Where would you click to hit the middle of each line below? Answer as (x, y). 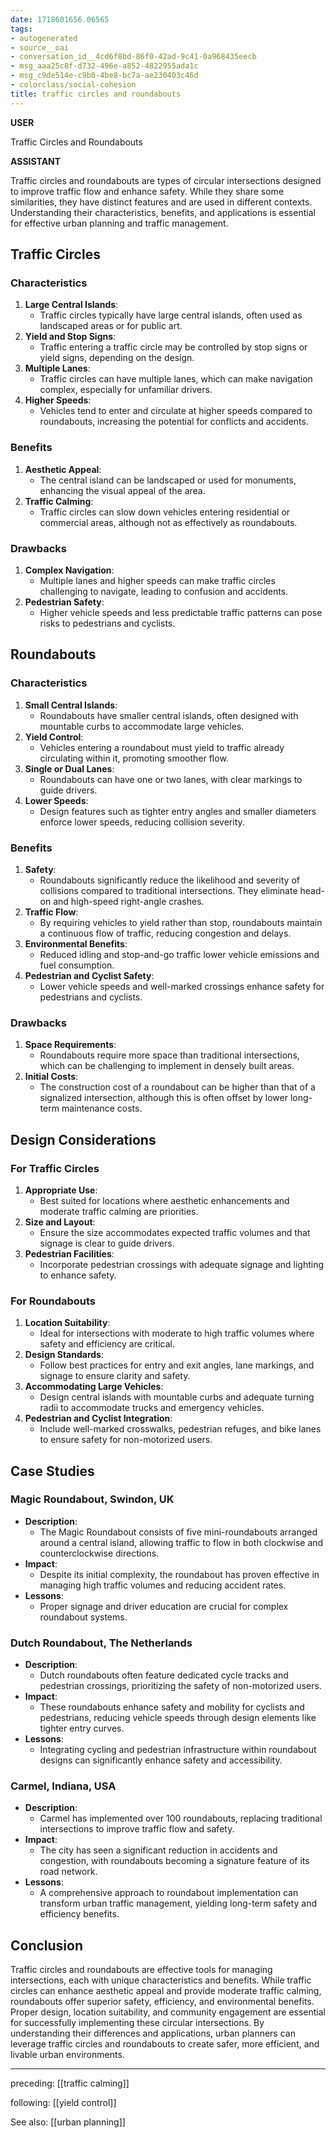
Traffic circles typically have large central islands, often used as (171, 315)
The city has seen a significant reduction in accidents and (158, 1850)
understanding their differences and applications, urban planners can (153, 2033)
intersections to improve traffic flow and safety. (137, 1829)
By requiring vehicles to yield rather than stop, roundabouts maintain (181, 922)
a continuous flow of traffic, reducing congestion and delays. (165, 933)
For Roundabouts (53, 1301)
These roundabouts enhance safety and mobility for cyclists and (172, 1707)
